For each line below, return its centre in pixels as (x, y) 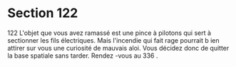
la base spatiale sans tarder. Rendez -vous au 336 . (83, 56)
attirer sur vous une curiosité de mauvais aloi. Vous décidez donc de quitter (118, 48)
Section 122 (43, 13)
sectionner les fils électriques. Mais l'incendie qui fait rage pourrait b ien (113, 40)
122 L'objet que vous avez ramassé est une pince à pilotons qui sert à (109, 33)
